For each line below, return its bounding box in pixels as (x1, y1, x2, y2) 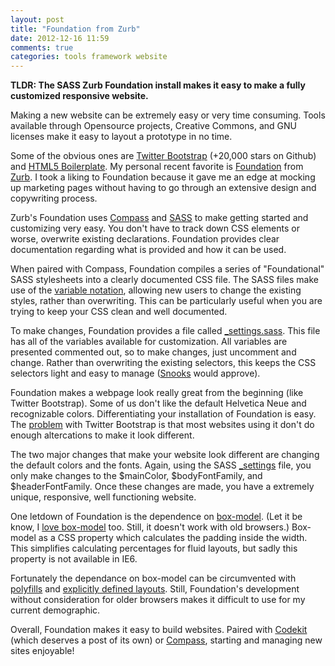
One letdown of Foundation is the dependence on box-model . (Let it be (10, 511, 303, 523)
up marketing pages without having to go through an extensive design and (10, 182, 317, 194)
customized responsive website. (10, 90, 149, 102)
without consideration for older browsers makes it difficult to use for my (10, 594, 306, 606)
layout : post (10, 14, 65, 25)
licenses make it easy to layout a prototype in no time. (10, 131, 233, 143)
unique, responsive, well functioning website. (10, 491, 197, 503)
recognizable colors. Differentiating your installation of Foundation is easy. (10, 408, 317, 420)
